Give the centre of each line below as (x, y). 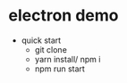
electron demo (63, 16)
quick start (41, 40)
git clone (51, 49)
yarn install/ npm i (68, 59)
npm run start (60, 69)
